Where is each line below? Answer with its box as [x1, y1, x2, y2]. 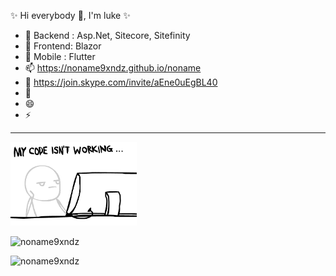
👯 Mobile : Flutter [24, 51, 96, 62]
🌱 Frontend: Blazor [24, 40, 102, 52]
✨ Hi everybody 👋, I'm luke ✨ [10, 10, 131, 21]
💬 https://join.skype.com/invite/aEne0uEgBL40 [24, 76, 218, 88]
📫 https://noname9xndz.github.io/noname [24, 62, 202, 74]
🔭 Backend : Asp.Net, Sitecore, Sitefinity [24, 30, 191, 41]
